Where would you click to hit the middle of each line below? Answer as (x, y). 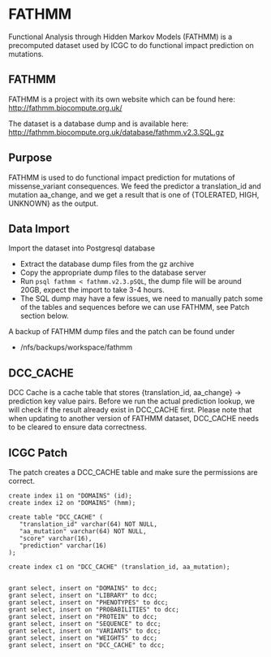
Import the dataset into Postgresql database (82, 248)
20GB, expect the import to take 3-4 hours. (92, 290)
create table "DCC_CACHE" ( (56, 517)
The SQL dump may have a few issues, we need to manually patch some (142, 298)
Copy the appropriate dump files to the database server (113, 272)
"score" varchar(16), (56, 538)
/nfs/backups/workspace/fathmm (76, 347)
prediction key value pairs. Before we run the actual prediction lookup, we (132, 401)
